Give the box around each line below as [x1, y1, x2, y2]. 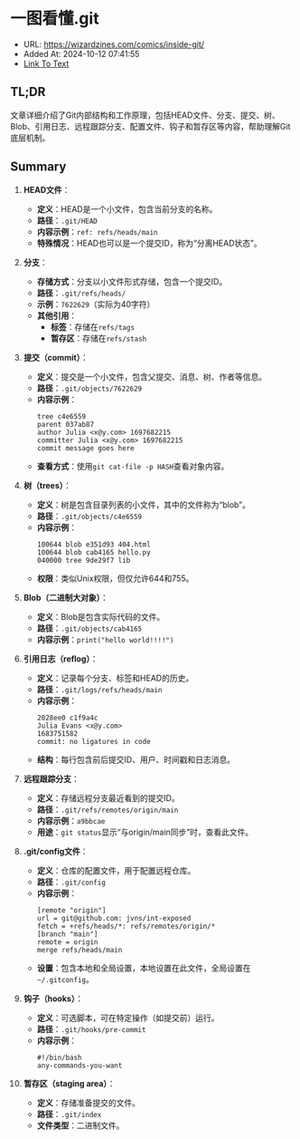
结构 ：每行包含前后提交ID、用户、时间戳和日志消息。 [36, 754, 236, 765]
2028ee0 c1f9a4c [36, 713, 98, 722]
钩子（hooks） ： [23, 993, 84, 1004]
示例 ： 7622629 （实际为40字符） [36, 298, 155, 309]
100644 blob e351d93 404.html [36, 540, 152, 549]
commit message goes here [36, 443, 135, 453]
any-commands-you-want [36, 1061, 123, 1070]
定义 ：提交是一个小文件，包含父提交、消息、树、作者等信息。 [36, 371, 267, 381]
